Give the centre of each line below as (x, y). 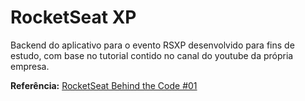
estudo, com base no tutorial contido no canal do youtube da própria (152, 55)
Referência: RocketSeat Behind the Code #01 (104, 85)
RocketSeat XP (73, 17)
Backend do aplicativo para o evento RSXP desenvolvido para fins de (152, 45)
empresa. (30, 66)
